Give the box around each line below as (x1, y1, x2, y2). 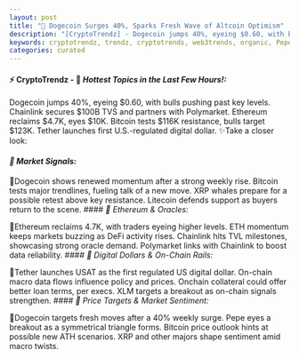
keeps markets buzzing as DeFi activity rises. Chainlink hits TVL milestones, (9, 230, 287, 241)
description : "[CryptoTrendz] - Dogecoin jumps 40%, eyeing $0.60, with (9, 29, 285, 38)
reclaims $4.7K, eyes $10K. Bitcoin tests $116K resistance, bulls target (9, 116, 265, 127)
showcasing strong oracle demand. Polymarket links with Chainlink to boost (9, 240, 287, 251)
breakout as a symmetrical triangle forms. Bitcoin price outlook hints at (9, 322, 269, 332)
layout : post (9, 12, 58, 22)
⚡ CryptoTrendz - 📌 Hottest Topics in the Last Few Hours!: (9, 74, 227, 84)
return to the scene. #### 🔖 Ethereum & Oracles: (9, 203, 189, 214)
